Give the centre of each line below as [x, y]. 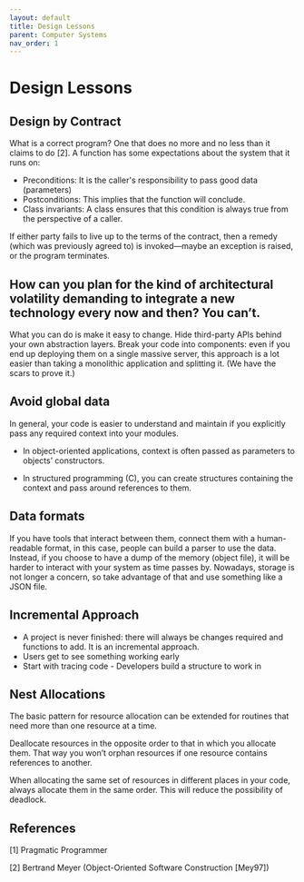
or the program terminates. [60, 256]
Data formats [47, 516]
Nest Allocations [58, 694]
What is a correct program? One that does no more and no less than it [140, 144]
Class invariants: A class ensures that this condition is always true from [155, 209]
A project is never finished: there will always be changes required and [153, 637]
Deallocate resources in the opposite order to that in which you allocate [143, 743]
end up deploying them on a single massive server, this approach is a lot [144, 354]
